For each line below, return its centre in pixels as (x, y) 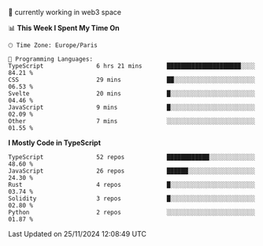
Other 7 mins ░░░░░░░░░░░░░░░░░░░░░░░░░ (132, 121)
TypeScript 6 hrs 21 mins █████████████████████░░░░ (132, 66)
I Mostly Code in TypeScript (54, 143)
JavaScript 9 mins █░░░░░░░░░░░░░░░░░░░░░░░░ (132, 107)
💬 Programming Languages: (50, 59)
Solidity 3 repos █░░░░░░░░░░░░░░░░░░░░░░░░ (132, 199)
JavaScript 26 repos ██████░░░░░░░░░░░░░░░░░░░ (132, 171)
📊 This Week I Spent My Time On (64, 28)
